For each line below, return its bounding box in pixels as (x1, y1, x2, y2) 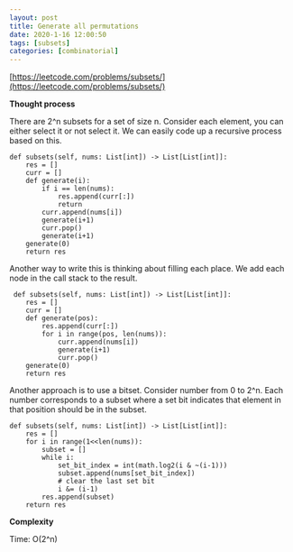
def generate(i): (25, 177, 91, 186)
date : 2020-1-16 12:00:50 (9, 30, 106, 39)
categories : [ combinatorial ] (9, 47, 119, 56)
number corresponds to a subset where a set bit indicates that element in (9, 394, 282, 406)
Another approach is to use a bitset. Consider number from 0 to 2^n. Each (9, 385, 284, 396)
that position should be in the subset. (9, 404, 147, 415)
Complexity (9, 516, 54, 528)
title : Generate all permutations (9, 22, 140, 31)
